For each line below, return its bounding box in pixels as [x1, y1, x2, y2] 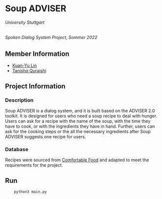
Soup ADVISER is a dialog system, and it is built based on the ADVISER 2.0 [5, 108, 155, 114]
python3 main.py [14, 189, 47, 195]
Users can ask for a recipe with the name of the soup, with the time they [5, 118, 151, 124]
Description [5, 96, 34, 103]
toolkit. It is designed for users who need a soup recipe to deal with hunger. [5, 113, 158, 119]
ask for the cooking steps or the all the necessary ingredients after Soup [5, 129, 151, 134]
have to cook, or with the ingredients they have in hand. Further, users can [5, 123, 155, 130]
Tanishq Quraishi [12, 68, 46, 74]
